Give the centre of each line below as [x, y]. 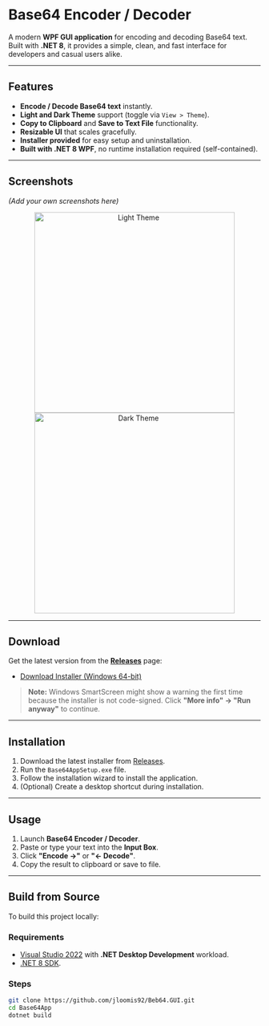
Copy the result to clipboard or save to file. [90, 864]
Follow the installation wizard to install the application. [109, 778]
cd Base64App [30, 1008]
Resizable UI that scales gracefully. [78, 132]
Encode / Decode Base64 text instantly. [86, 106]
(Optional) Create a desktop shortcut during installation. [112, 787]
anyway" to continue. [64, 709]
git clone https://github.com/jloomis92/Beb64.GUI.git [102, 1000]
